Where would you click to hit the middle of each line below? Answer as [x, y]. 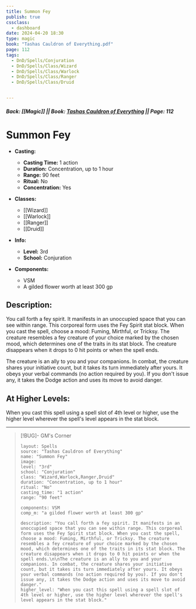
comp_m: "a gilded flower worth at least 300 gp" [82, 513]
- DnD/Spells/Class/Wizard [44, 66]
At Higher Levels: [38, 398]
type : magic [20, 39]
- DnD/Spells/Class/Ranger [44, 77]
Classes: [25, 199]
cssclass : [18, 22]
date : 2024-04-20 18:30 [35, 33]
